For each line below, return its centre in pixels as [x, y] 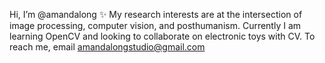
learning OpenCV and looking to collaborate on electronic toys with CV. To [162, 36]
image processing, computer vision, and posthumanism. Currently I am [155, 25]
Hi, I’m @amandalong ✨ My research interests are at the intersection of [156, 14]
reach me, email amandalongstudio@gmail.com [107, 47]
